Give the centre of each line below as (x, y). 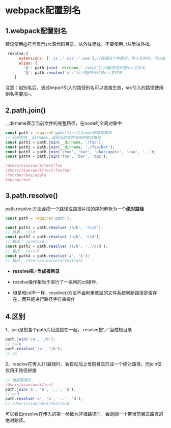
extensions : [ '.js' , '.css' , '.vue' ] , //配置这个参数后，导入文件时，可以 (90, 58)
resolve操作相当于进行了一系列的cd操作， (56, 282)
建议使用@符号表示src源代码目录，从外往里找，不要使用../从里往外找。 (80, 44)
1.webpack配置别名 (36, 31)
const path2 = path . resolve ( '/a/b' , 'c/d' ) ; (53, 237)
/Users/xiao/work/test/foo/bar (38, 170)
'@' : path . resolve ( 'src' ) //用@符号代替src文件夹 (73, 73)
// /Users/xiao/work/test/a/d (37, 404)
